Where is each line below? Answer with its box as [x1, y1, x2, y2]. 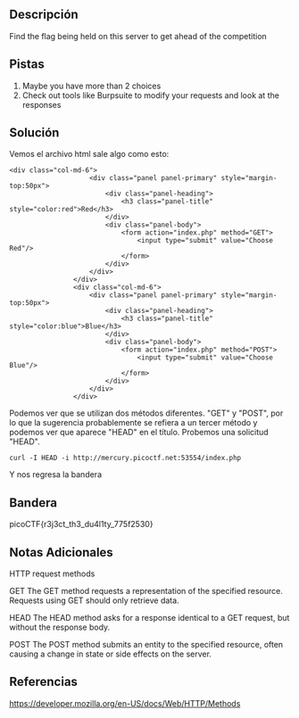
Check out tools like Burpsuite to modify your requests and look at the [21, 89, 279, 101]
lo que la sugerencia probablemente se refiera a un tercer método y [9, 417, 258, 428]
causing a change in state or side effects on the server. [9, 648, 212, 659]
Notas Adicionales [9, 544, 113, 560]
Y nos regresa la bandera [9, 469, 103, 480]
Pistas [9, 57, 45, 72]
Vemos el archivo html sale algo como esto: [9, 149, 170, 160]
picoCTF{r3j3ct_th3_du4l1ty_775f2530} [9, 519, 154, 530]
